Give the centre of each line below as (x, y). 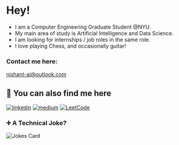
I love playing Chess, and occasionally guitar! (70, 46)
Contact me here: (32, 61)
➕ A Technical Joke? (36, 123)
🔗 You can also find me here (59, 93)
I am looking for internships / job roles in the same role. (82, 39)
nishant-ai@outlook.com (36, 75)
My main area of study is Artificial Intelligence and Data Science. (94, 33)
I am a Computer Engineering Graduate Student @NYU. (83, 27)
